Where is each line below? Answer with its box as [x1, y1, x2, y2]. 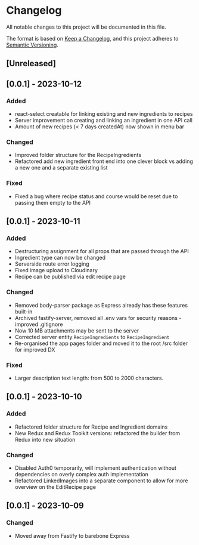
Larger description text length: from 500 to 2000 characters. [14, 374, 164, 381]
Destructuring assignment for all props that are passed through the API [14, 248, 189, 255]
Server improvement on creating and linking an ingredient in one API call [14, 117, 192, 124]
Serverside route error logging [14, 260, 89, 267]
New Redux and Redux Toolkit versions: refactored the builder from [14, 429, 181, 436]
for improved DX [14, 346, 55, 353]
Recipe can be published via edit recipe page [14, 273, 126, 281]
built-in [14, 308, 33, 315]
